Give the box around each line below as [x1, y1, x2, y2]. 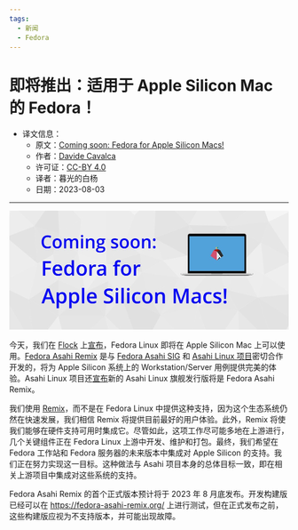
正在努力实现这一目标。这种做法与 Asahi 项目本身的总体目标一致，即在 [16, 458, 275, 469]
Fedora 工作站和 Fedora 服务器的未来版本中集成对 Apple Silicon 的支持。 [9, 447, 275, 458]
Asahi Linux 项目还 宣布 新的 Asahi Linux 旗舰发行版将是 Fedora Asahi [24, 373, 275, 383]
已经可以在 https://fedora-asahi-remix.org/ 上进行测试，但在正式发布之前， [9, 499, 284, 510]
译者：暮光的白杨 [35, 173, 98, 184]
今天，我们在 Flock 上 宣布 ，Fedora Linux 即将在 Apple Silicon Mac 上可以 [9, 339, 278, 350]
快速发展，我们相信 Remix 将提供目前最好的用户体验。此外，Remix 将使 [24, 414, 286, 424]
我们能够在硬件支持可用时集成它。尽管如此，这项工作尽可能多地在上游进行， [9, 425, 289, 436]
